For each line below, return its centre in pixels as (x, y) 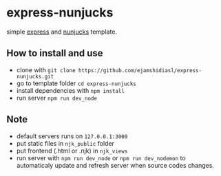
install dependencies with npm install (71, 90)
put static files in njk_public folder (65, 143)
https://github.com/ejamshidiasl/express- (140, 70)
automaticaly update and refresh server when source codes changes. (115, 165)
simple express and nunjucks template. (62, 32)
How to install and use (55, 53)
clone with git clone (46, 69)
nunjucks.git (35, 76)
